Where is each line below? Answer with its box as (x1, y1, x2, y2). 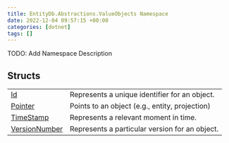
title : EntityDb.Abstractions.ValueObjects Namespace (7, 10, 169, 18)
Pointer (11, 101, 35, 111)
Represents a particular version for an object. (69, 124, 219, 134)
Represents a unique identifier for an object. (69, 89, 215, 99)
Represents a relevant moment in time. (69, 113, 197, 123)
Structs (7, 70, 41, 82)
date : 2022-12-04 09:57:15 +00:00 (7, 17, 109, 24)
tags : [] (7, 30, 33, 37)
